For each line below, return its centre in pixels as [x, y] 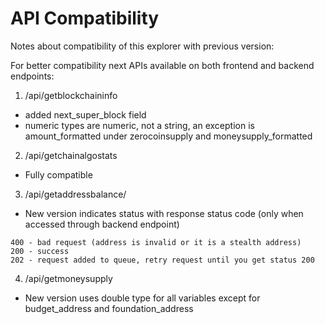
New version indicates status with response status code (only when [164, 213]
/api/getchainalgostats [71, 155]
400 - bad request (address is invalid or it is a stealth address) [156, 242]
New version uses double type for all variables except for [142, 298]
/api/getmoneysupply [68, 278]
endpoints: [32, 76]
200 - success [40, 251]
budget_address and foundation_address [109, 308]
